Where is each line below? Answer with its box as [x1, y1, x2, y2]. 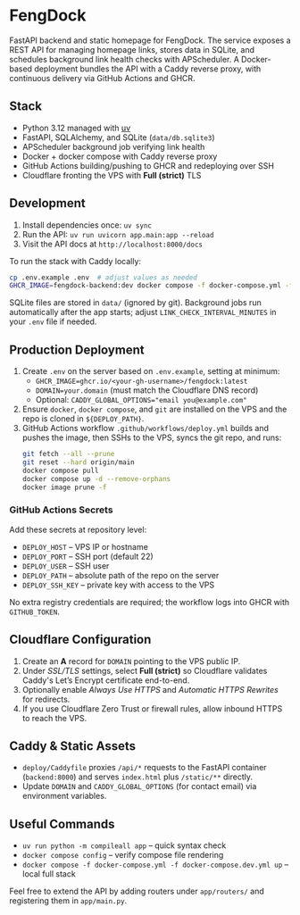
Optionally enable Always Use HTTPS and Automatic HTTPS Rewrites [21, 684, 279, 695]
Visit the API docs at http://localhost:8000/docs [21, 238, 204, 249]
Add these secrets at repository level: [9, 524, 147, 535]
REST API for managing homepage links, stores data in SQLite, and [9, 44, 254, 54]
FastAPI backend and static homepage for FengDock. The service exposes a [9, 35, 291, 46]
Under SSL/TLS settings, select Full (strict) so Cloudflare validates [21, 665, 268, 676]
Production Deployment [9, 342, 145, 357]
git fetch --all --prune [21, 450, 115, 459]
